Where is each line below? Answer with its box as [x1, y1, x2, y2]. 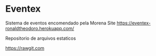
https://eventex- [116, 20, 151, 26]
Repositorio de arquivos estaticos [5, 35, 76, 41]
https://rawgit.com [5, 45, 45, 51]
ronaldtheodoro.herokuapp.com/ [5, 25, 74, 31]
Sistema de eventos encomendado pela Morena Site [5, 20, 116, 26]
